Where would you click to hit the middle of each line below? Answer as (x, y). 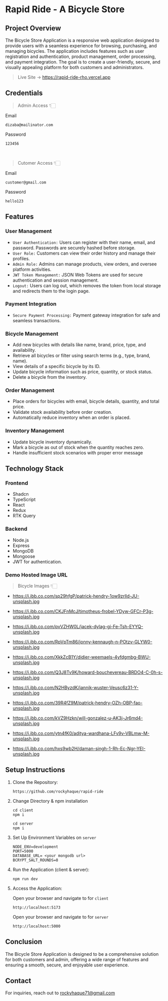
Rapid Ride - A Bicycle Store (65, 9)
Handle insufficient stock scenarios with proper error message (78, 452)
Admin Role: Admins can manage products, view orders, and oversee (85, 264)
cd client (23, 810)
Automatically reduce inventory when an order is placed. (71, 417)
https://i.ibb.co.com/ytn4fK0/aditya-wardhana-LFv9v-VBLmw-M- (81, 733)
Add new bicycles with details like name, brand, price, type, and (79, 345)
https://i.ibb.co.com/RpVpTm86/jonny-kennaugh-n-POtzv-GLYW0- (82, 642)
